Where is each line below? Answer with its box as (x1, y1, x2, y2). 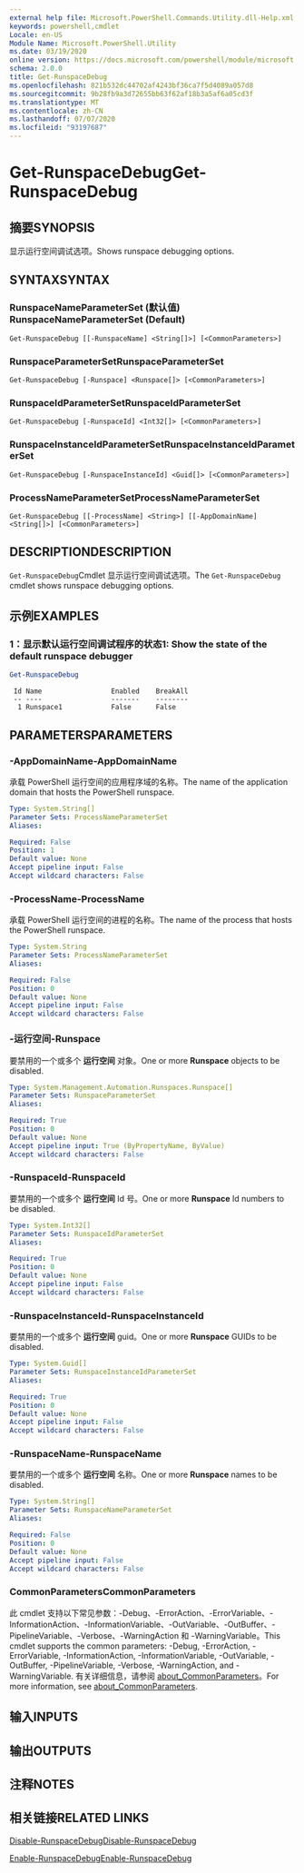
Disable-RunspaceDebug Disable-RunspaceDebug (9, 1835, 197, 1846)
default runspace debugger (9, 650, 133, 662)
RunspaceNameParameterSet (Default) (9, 313, 186, 326)
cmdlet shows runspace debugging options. (9, 580, 174, 590)
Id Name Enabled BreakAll (13, 687, 189, 696)
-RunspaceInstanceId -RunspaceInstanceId (9, 1309, 204, 1322)
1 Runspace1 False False (17, 703, 177, 712)
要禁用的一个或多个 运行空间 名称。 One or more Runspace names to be (9, 1469, 278, 1481)
